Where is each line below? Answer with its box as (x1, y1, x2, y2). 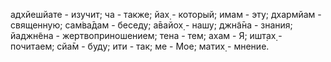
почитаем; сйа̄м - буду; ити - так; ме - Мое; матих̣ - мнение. (10, 40, 270, 52)
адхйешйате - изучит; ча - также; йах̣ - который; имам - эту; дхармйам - (10, 9, 322, 20)
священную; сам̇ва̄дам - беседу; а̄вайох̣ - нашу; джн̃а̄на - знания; (10, 19, 293, 31)
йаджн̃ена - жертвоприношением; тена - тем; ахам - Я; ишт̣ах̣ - (10, 30, 283, 41)
